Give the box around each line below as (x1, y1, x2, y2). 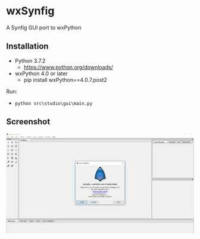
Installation (6, 41, 49, 51)
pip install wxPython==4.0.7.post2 (23, 76, 107, 83)
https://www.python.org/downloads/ (23, 63, 113, 71)
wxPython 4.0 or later (14, 70, 68, 77)
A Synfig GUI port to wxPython (6, 24, 82, 31)
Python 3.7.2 (14, 57, 46, 64)
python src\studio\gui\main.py (14, 100, 93, 106)
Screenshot (6, 117, 51, 127)
